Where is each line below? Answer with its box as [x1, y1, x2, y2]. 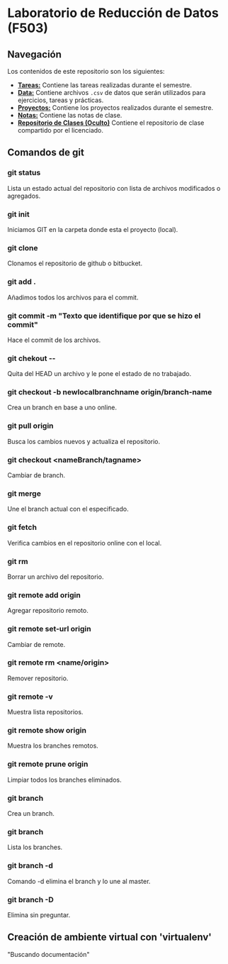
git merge [7, 488, 41, 498]
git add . [7, 277, 37, 287]
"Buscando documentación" [7, 950, 90, 958]
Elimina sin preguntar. [7, 910, 71, 919]
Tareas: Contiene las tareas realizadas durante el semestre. [17, 81, 193, 89]
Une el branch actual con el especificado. [7, 505, 129, 514]
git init [7, 209, 30, 219]
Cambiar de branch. [7, 471, 66, 480]
